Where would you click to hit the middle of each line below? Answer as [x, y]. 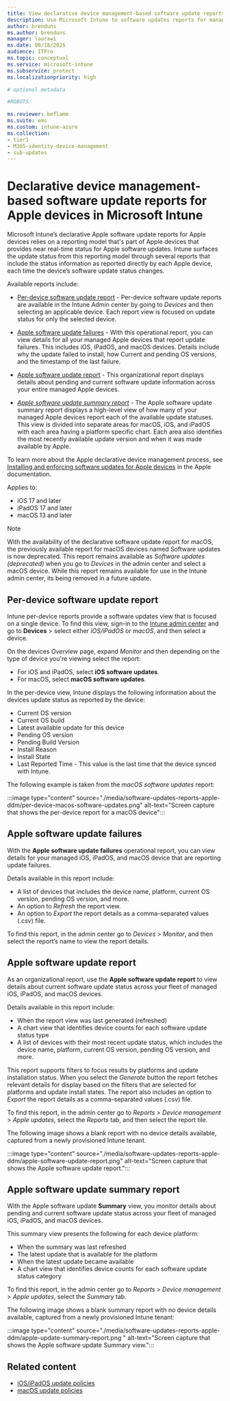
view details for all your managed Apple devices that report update [111, 340]
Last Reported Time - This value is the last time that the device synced [117, 764]
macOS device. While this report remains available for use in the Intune [107, 571]
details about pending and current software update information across [116, 382]
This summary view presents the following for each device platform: [103, 1234]
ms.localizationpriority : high [52, 77]
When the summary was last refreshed [72, 1247]
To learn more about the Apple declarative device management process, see [115, 460]
